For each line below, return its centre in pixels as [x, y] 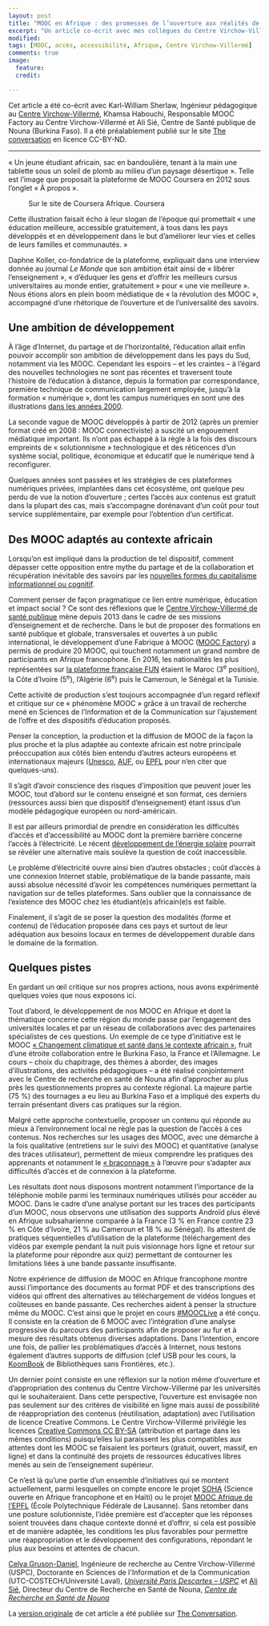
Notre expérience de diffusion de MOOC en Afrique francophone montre [128, 1279]
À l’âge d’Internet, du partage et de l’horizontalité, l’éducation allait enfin [127, 347]
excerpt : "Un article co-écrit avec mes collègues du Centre [112, 30]
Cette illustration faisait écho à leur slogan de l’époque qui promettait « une [132, 219]
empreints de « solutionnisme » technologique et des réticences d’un [122, 448]
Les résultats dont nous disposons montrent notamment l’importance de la [131, 1187]
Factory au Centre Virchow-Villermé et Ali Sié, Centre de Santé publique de [132, 122]
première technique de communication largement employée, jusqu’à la [124, 389]
